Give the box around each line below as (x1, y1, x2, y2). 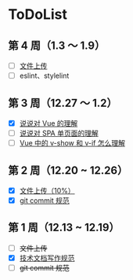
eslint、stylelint (19, 71, 70, 80)
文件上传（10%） (19, 186, 76, 195)
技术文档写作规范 (19, 253, 75, 263)
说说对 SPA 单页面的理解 (19, 128, 99, 138)
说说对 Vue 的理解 (19, 118, 78, 127)
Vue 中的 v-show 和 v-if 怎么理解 (19, 138, 125, 148)
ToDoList (8, 6, 68, 24)
